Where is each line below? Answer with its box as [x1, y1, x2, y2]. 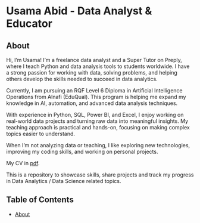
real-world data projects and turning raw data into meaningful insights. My [6, 117, 189, 125]
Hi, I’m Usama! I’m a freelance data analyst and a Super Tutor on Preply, [6, 57, 183, 63]
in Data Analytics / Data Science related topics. [6, 178, 121, 184]
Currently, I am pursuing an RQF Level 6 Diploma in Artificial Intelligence [6, 87, 183, 94]
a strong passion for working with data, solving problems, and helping [6, 69, 177, 76]
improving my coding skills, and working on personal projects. [6, 148, 158, 155]
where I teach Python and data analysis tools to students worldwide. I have [6, 63, 190, 70]
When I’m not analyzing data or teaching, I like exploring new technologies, [6, 142, 190, 148]
